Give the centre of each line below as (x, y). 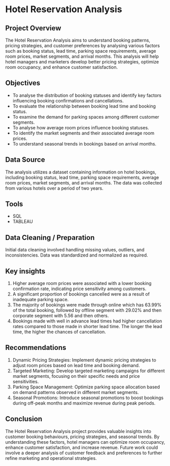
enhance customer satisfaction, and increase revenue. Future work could (82, 447)
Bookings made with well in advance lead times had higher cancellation (87, 321)
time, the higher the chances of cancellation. (59, 332)
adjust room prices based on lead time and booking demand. (76, 365)
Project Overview (33, 28)
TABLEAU (23, 222)
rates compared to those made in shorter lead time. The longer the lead (87, 327)
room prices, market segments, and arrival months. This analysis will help (82, 56)
